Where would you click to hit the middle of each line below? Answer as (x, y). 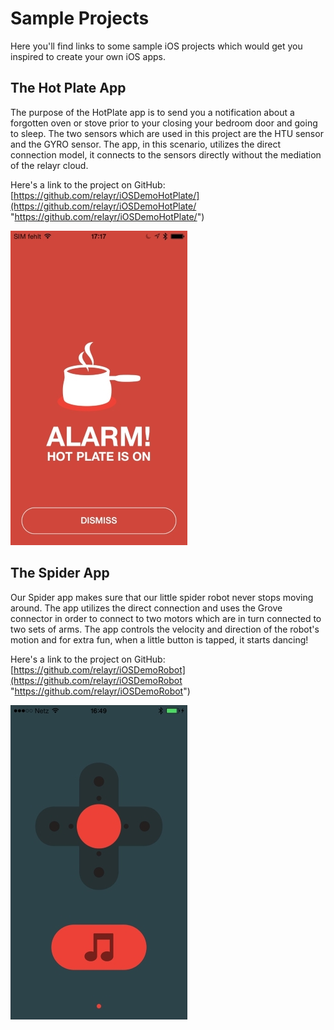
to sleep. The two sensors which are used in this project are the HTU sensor (167, 133)
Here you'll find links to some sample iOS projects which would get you (156, 46)
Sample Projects (80, 18)
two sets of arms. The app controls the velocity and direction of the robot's (165, 629)
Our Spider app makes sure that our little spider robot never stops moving (162, 597)
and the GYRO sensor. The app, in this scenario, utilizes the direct (146, 144)
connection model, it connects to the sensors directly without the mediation (166, 154)
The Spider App (60, 573)
